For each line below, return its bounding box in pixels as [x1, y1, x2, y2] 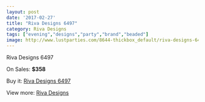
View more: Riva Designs [6, 89, 69, 96]
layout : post [6, 8, 40, 15]
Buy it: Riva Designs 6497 [6, 77, 71, 84]
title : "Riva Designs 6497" [6, 20, 78, 26]
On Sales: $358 [6, 66, 46, 73]
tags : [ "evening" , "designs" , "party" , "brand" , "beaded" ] [6, 32, 149, 38]
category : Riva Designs [6, 25, 67, 32]
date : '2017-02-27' [6, 15, 56, 21]
